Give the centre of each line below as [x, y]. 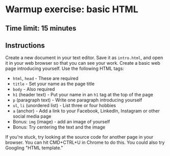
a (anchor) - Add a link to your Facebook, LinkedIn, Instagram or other [86, 111]
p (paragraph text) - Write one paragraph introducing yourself [77, 100]
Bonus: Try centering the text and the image [59, 127]
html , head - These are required [45, 79]
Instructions [25, 45]
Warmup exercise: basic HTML [72, 9]
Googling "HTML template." [34, 148]
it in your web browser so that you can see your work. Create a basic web [83, 63]
